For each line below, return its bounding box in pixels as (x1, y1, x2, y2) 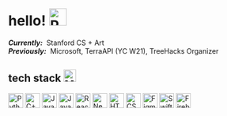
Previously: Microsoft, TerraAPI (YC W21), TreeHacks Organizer (8, 46, 219, 55)
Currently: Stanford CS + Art (8, 38, 104, 47)
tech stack (8, 72, 62, 85)
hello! (8, 12, 46, 30)
